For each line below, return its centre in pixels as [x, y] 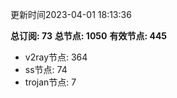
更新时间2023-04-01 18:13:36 [71, 14]
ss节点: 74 [46, 69]
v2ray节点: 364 [56, 57]
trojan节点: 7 [50, 82]
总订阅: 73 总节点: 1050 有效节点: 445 [89, 36]
